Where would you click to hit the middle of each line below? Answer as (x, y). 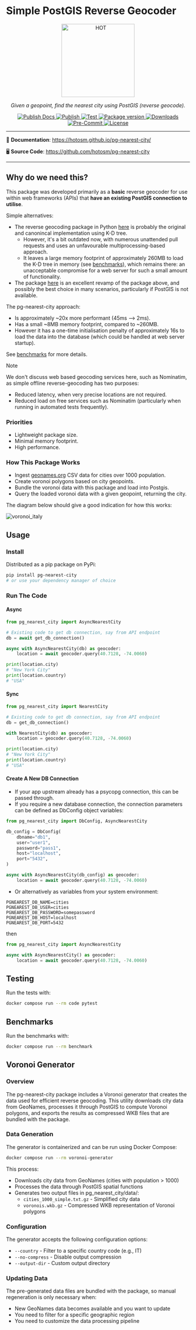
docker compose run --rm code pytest (52, 1004)
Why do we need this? (47, 178)
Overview (20, 1082)
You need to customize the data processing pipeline (77, 1321)
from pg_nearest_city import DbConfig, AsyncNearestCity (77, 821)
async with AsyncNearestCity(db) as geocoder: (64, 648)
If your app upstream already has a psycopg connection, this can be (97, 792)
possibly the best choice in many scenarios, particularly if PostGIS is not (101, 289)
